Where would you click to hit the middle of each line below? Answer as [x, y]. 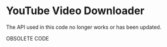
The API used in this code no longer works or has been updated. [84, 27]
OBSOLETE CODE [28, 38]
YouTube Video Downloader [75, 11]
